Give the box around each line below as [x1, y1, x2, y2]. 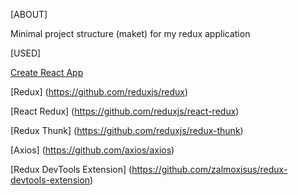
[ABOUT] [10, 9, 48, 20]
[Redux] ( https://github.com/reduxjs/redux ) [10, 86, 188, 98]
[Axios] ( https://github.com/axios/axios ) [10, 144, 175, 156]
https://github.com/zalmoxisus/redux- [131, 164, 288, 175]
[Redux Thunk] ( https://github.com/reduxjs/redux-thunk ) [10, 125, 244, 136]
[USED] [10, 47, 42, 59]
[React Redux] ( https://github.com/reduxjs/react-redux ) [10, 105, 240, 117]
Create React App [10, 67, 84, 78]
